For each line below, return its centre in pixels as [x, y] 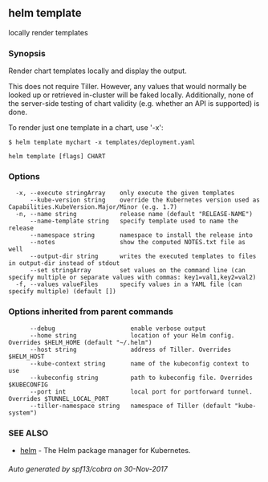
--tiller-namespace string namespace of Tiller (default [130, 406]
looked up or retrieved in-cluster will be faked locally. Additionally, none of [131, 95]
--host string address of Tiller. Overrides [130, 349]
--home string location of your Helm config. [132, 335]
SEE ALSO [28, 433]
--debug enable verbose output [118, 329]
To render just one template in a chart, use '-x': [86, 128]
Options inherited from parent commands [91, 312]
